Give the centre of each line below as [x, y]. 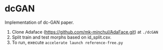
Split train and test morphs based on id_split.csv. [62, 37]
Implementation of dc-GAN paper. [39, 22]
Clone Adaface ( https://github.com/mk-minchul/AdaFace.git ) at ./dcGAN [85, 32]
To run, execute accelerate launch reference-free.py [67, 42]
